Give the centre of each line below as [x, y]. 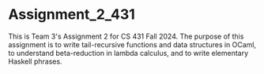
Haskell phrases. [35, 61]
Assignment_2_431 [72, 15]
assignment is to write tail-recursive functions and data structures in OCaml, [132, 44]
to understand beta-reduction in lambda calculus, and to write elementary [128, 53]
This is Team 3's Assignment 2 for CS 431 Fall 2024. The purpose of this [126, 36]
